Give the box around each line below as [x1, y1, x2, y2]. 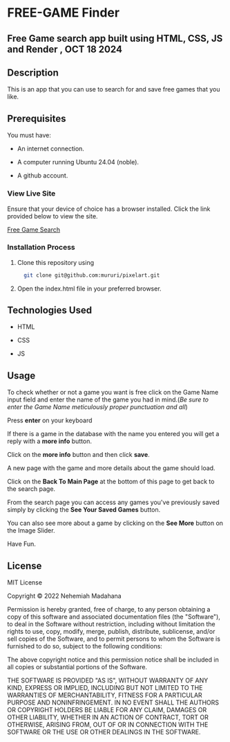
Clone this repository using [17, 258, 95, 266]
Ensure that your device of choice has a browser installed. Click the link [7, 205, 211, 213]
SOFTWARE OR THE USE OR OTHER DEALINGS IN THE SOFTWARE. [7, 728, 201, 736]
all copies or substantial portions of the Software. [7, 663, 147, 671]
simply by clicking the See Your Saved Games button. [7, 506, 161, 514]
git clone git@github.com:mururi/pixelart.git [23, 272, 160, 279]
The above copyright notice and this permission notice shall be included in [7, 655, 219, 664]
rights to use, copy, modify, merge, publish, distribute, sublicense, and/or [7, 628, 215, 636]
